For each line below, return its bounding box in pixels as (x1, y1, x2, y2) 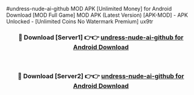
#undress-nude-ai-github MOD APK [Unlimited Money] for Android (6, 5, 172, 12)
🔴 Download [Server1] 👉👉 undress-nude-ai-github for (18, 33, 184, 41)
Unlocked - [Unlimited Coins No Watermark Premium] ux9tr (6, 18, 154, 25)
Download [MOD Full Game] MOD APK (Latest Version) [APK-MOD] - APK (6, 11, 188, 19)
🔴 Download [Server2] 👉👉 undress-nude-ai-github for (17, 72, 184, 81)
